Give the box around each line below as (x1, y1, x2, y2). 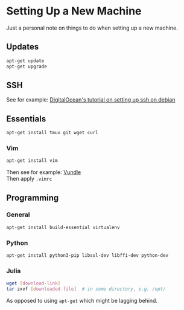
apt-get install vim (6, 158, 59, 164)
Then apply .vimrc (6, 175, 52, 182)
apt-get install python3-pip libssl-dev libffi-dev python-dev (6, 253, 169, 259)
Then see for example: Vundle (6, 169, 81, 176)
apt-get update (6, 57, 45, 64)
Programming (6, 192, 59, 203)
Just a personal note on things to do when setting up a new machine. (6, 24, 178, 31)
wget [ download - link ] (6, 280, 61, 286)
